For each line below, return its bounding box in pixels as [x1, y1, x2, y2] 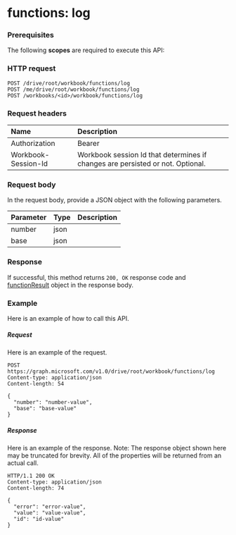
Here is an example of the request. [7, 348, 107, 357]
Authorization [11, 139, 55, 149]
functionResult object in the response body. [7, 281, 133, 289]
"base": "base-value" [13, 405, 77, 412]
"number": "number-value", [13, 398, 93, 406]
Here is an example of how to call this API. [7, 314, 129, 322]
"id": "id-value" [13, 515, 65, 522]
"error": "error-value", [13, 503, 86, 510]
